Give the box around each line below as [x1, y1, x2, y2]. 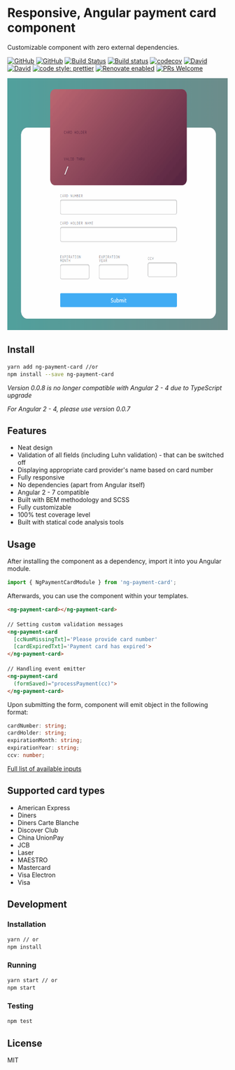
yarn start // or [7, 977, 58, 984]
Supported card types [7, 785, 105, 797]
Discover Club [17, 826, 59, 834]
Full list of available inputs [7, 764, 82, 773]
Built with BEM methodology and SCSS [17, 496, 130, 504]
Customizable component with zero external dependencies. [7, 43, 180, 51]
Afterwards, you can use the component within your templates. [7, 592, 189, 600]
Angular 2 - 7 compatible [17, 488, 90, 496]
